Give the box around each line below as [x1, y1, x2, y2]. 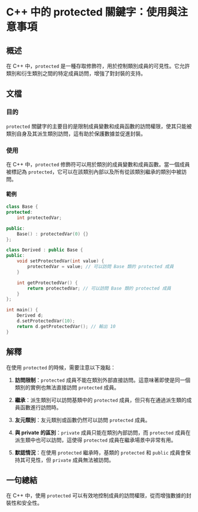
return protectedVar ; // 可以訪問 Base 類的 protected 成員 [27, 285, 171, 291]
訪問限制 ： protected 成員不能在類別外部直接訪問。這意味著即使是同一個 [14, 376, 191, 384]
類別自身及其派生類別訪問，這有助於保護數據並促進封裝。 [6, 130, 146, 137]
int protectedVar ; [17, 214, 62, 221]
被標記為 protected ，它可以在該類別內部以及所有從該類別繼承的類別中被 [6, 168, 182, 175]
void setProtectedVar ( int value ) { [17, 258, 105, 264]
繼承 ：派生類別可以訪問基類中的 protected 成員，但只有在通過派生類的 [14, 396, 187, 403]
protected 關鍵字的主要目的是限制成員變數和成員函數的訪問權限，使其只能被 [6, 123, 192, 130]
